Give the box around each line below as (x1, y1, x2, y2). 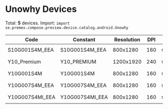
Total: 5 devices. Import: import (5, 20, 70, 26)
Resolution (114, 36, 140, 43)
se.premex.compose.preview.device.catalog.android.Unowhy (5, 25, 128, 30)
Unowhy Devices (5, 3, 77, 15)
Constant (72, 36, 96, 43)
